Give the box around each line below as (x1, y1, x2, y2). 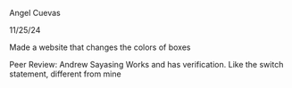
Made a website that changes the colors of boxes (9, 42, 191, 52)
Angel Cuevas (9, 8, 61, 18)
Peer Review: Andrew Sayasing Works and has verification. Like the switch (9, 60, 284, 69)
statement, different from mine (9, 68, 122, 79)
